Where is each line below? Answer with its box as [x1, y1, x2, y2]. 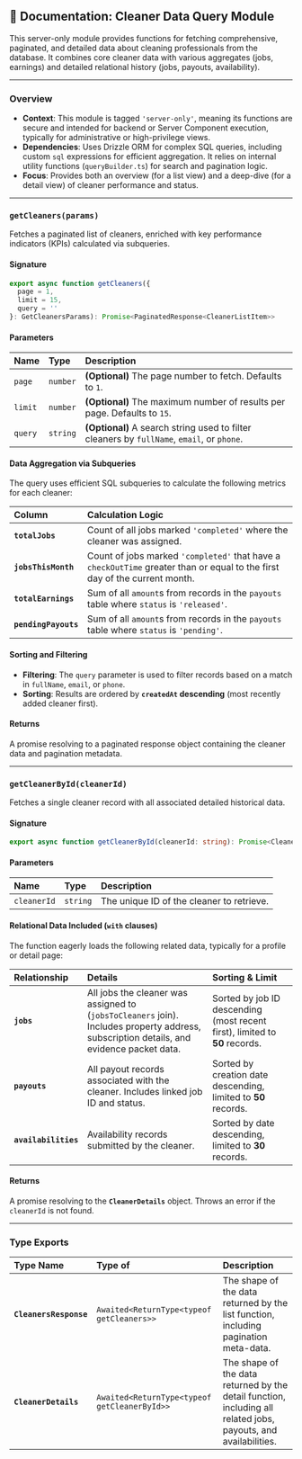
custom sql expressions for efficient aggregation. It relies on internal [22, 151, 277, 162]
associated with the [86, 1074, 170, 1087]
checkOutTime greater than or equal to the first [86, 561, 280, 574]
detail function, [222, 1391, 286, 1403]
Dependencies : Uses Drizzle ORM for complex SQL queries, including [22, 141, 283, 153]
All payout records [86, 1062, 164, 1075]
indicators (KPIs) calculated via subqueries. [9, 238, 171, 249]
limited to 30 [212, 1139, 266, 1151]
